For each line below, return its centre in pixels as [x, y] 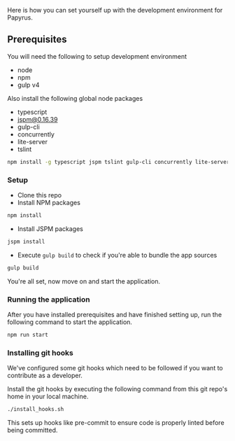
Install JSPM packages [50, 229]
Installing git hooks [40, 353]
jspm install [26, 241]
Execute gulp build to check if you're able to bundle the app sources [117, 255]
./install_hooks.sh [36, 409]
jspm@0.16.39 [37, 119]
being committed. [33, 430]
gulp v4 [28, 85]
